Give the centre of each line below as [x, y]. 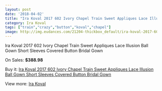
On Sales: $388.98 [24, 60]
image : [12, 32]
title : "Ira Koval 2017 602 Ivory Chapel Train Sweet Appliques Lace [76, 18]
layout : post [18, 9]
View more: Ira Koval [26, 84]
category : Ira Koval [26, 23]
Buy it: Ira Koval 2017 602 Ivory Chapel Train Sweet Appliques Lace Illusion [79, 69]
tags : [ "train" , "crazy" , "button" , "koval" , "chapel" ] [58, 27]
